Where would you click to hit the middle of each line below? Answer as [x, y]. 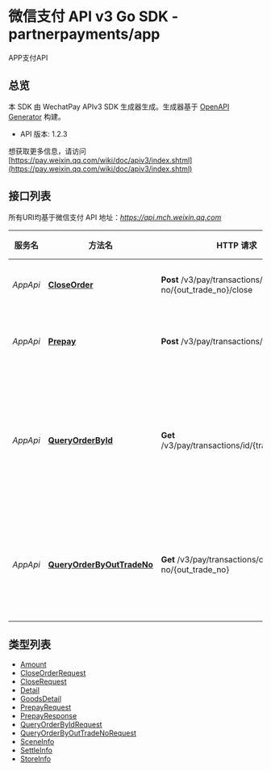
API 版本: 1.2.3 [44, 133]
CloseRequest [43, 682]
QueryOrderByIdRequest [61, 725]
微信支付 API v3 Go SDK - [94, 17]
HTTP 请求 [237, 245]
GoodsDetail [41, 699]
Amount [33, 664]
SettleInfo [36, 750]
